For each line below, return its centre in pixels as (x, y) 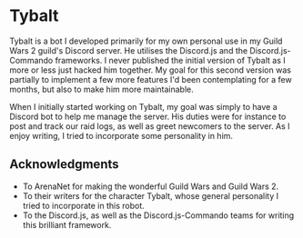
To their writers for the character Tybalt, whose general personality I (151, 195)
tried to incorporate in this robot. (83, 205)
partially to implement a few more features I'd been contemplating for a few (151, 79)
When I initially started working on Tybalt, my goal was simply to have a (143, 106)
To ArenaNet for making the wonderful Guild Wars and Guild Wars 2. (151, 186)
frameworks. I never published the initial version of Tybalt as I (170, 60)
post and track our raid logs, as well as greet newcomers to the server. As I (150, 126)
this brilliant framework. (67, 224)
